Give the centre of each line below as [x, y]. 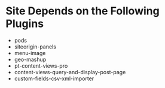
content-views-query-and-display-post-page [70, 72]
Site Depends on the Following [82, 11]
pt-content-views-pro [41, 66]
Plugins [25, 24]
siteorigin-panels [35, 47]
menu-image [30, 53]
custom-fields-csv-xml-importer [54, 78]
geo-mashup [30, 59]
